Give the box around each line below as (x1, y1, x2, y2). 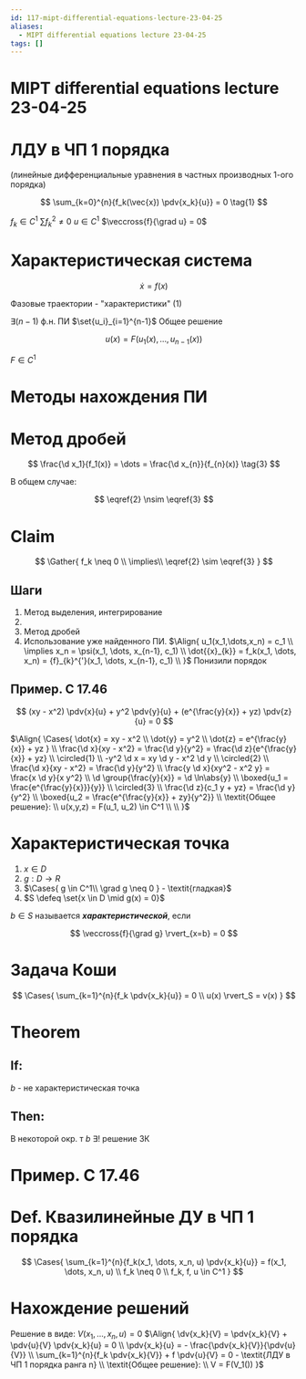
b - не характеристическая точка (10, 1082, 140, 1093)
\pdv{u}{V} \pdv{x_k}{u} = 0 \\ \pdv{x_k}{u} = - (10, 1340, 189, 1351)
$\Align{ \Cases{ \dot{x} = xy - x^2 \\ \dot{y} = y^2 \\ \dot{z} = (10, 733, 244, 744)
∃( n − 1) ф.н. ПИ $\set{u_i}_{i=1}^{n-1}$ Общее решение (10, 316, 223, 327)
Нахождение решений (10, 1298, 189, 1319)
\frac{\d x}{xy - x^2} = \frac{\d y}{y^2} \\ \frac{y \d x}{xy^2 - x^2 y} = (10, 762, 271, 773)
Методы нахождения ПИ (10, 387, 208, 407)
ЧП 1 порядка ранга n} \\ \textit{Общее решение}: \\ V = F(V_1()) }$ (10, 1359, 265, 1370)
